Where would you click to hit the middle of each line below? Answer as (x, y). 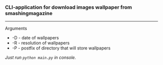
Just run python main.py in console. (41, 58)
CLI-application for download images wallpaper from (69, 7)
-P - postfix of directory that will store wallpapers (61, 48)
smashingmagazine (29, 13)
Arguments (16, 29)
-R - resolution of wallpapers (41, 43)
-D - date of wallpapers (35, 38)
